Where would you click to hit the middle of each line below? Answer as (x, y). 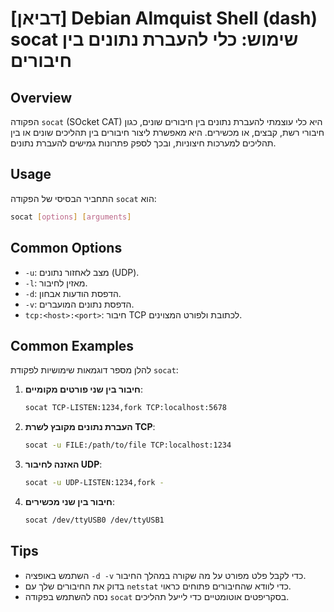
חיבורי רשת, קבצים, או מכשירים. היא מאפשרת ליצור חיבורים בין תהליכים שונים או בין (167, 132)
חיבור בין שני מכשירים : (69, 501)
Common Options (66, 248)
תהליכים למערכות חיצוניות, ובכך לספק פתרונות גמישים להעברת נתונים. (143, 143)
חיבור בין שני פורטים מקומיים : (83, 389)
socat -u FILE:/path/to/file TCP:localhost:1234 (128, 445)
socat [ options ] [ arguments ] (71, 217)
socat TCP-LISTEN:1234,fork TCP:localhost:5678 (125, 408)
